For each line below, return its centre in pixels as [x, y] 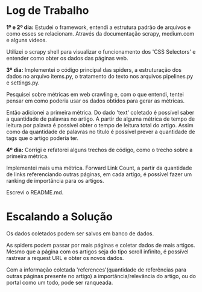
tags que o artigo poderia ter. [43, 138]
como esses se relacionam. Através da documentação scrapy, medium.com [100, 33]
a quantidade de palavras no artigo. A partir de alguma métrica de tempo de [100, 119]
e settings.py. [23, 83]
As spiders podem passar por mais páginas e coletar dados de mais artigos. [101, 245]
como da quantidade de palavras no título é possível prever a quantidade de [101, 132]
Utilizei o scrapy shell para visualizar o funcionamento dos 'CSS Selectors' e [101, 51]
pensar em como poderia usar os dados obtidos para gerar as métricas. [96, 101]
